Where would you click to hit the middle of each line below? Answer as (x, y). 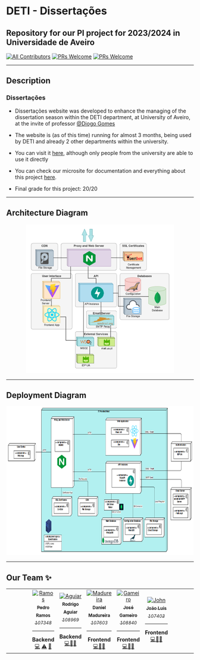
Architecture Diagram (47, 213)
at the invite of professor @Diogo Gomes (65, 123)
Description (28, 81)
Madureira (99, 615)
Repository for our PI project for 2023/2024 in (93, 33)
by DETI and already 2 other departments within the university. (91, 141)
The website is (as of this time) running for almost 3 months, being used (103, 135)
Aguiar (71, 612)
